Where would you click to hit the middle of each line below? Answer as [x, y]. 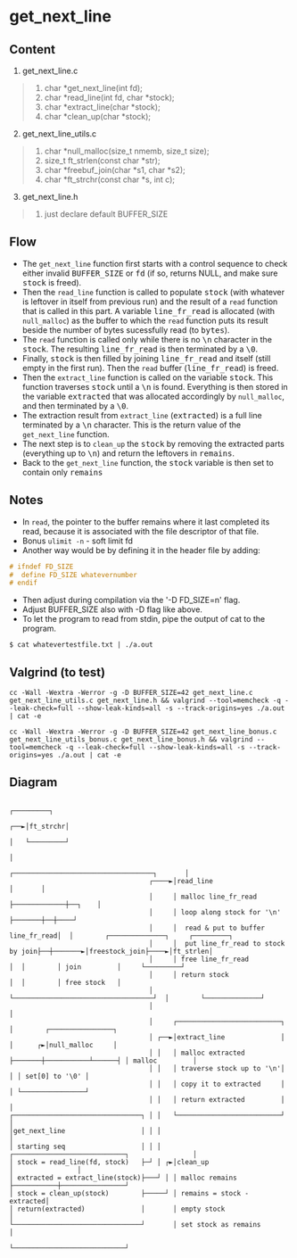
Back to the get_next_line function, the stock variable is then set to [148, 462]
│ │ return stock [189, 974]
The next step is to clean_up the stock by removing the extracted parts [153, 443]
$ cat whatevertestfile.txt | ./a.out [81, 645]
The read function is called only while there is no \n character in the [147, 339]
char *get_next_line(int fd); [93, 88]
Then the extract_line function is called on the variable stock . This [148, 377]
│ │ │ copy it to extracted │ [217, 1084]
